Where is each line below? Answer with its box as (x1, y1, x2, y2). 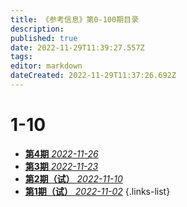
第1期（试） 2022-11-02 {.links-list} (24, 185, 171, 197)
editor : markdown (10, 61, 83, 71)
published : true (10, 33, 78, 43)
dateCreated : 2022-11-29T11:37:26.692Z (10, 71, 177, 81)
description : (10, 24, 65, 34)
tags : (10, 52, 33, 62)
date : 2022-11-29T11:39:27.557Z (10, 42, 145, 53)
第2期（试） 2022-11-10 (24, 172, 123, 185)
